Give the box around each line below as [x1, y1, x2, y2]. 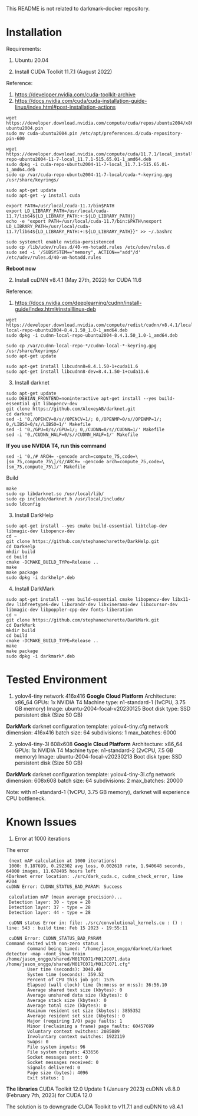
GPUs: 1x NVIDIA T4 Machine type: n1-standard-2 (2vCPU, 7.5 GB [14, 747, 174, 754]
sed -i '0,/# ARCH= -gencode [6, 453, 78, 460]
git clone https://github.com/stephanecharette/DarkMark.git [6, 617, 160, 623]
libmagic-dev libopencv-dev [6, 528, 75, 534]
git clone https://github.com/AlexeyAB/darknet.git [6, 406, 136, 412]
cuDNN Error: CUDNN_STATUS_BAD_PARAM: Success [6, 883, 123, 890]
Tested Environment [6, 673, 107, 686]
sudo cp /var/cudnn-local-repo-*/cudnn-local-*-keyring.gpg [6, 343, 157, 349]
